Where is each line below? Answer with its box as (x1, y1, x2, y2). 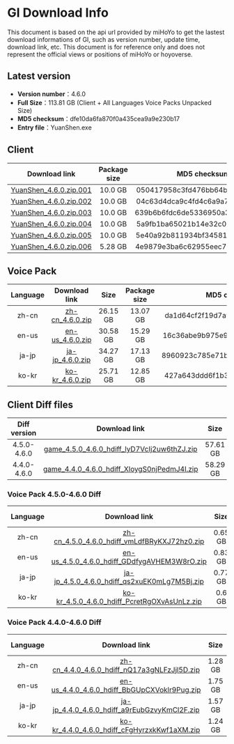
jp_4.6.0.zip (52, 355, 91, 365)
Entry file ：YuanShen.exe (17, 123, 92, 132)
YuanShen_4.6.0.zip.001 (10, 185, 92, 194)
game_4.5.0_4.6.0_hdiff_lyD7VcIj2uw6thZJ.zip (44, 444, 198, 454)
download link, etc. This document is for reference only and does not (7, 42, 205, 51)
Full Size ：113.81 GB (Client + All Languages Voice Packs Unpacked (17, 98, 212, 107)
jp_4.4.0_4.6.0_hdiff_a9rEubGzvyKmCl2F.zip (52, 705, 200, 715)
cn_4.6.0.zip (51, 315, 92, 325)
